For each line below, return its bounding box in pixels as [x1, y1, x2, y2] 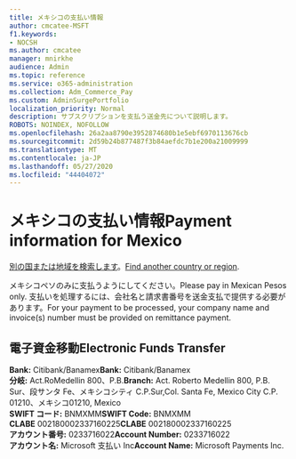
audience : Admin [9, 63, 69, 72]
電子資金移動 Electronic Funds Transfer [9, 340, 226, 356]
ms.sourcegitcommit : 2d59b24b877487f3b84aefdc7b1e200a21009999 [9, 137, 249, 146]
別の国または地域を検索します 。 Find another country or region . [9, 262, 240, 272]
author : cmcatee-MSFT [9, 21, 90, 30]
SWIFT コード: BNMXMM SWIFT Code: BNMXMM [9, 408, 191, 419]
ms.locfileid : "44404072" [9, 170, 105, 179]
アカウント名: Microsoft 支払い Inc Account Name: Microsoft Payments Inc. [9, 440, 284, 450]
